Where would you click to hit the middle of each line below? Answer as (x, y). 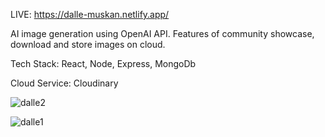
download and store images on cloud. (88, 44)
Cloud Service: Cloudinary (64, 83)
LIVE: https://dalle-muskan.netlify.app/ (90, 14)
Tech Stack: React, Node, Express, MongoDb (103, 63)
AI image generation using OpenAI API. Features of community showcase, (162, 33)
